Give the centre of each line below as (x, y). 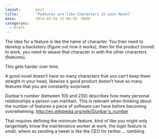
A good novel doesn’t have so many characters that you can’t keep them (78, 76)
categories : (17, 23)
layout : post (25, 10)
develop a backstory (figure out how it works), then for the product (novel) (80, 47)
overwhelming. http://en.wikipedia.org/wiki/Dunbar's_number (67, 111)
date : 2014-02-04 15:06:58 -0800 (48, 19)
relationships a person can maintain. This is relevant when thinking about (78, 101)
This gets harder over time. (32, 67)
